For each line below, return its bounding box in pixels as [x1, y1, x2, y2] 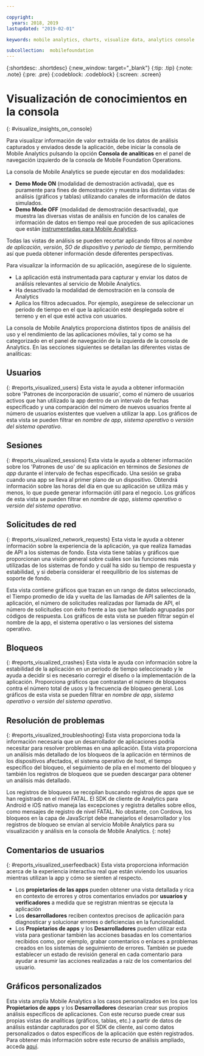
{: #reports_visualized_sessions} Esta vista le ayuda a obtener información [6, 456, 192, 463]
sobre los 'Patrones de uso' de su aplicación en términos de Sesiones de [6, 463, 189, 470]
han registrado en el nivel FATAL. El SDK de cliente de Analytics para [6, 795, 178, 803]
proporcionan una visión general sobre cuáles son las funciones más [6, 555, 179, 562]
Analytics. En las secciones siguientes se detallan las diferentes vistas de [6, 343, 191, 351]
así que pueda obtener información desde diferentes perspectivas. [6, 250, 174, 258]
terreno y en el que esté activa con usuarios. [15, 312, 127, 320]
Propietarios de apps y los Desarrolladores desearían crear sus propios [6, 1004, 188, 1011]
